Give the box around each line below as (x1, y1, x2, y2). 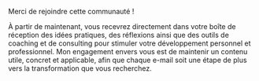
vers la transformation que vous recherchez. (8, 64, 152, 73)
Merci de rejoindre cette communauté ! (8, 7, 135, 16)
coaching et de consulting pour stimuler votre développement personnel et (8, 39, 251, 48)
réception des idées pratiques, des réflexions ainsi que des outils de (8, 31, 230, 39)
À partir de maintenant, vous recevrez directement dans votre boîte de (8, 22, 236, 31)
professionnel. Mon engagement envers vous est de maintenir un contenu (8, 47, 248, 56)
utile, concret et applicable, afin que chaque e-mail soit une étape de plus (8, 55, 247, 64)
